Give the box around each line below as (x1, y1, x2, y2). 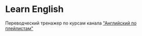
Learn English (5, 3, 64, 15)
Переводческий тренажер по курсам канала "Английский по (5, 20, 137, 26)
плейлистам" (5, 25, 34, 31)
